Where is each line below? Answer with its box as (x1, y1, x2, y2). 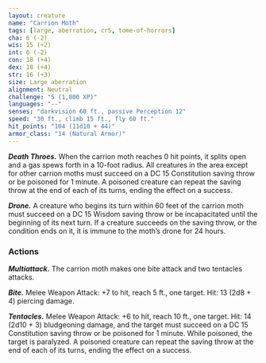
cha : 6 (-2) (8, 33, 48, 42)
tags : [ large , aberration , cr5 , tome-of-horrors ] (8, 26, 176, 34)
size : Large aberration (8, 78, 87, 86)
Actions (8, 245, 40, 257)
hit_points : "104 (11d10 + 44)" (8, 122, 115, 130)
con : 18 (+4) (8, 56, 52, 64)
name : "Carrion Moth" (8, 19, 80, 27)
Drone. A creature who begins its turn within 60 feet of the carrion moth (8, 200, 244, 210)
